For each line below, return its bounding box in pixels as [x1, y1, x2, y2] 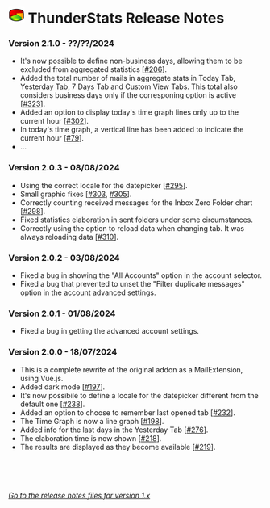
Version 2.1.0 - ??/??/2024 [8, 38, 114, 49]
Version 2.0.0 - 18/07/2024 [8, 346, 118, 358]
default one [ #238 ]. [19, 399, 85, 409]
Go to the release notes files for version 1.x [8, 490, 151, 500]
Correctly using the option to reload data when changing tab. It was [19, 223, 244, 233]
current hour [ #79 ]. [19, 133, 85, 143]
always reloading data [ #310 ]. [19, 232, 119, 241]
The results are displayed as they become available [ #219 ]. [19, 442, 216, 451]
